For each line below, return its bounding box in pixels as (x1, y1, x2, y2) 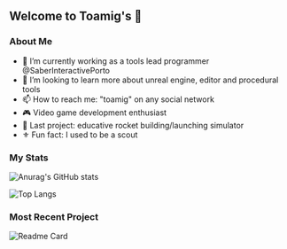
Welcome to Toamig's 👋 (9, 9, 143, 24)
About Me (9, 35, 53, 48)
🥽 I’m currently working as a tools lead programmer (21, 55, 210, 66)
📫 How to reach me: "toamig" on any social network (21, 94, 215, 105)
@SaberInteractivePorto (21, 65, 111, 75)
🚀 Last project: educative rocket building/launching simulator (21, 120, 244, 130)
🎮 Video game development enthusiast (21, 107, 167, 118)
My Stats (9, 152, 49, 164)
